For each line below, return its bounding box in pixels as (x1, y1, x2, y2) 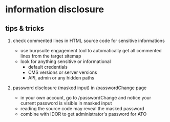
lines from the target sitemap (20, 53, 81, 59)
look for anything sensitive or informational (20, 58, 111, 65)
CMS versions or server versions (28, 69, 97, 75)
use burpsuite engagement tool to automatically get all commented (20, 48, 162, 53)
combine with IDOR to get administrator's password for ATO (20, 111, 147, 117)
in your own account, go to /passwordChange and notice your (20, 95, 152, 100)
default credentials (28, 64, 68, 70)
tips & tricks (5, 24, 45, 33)
